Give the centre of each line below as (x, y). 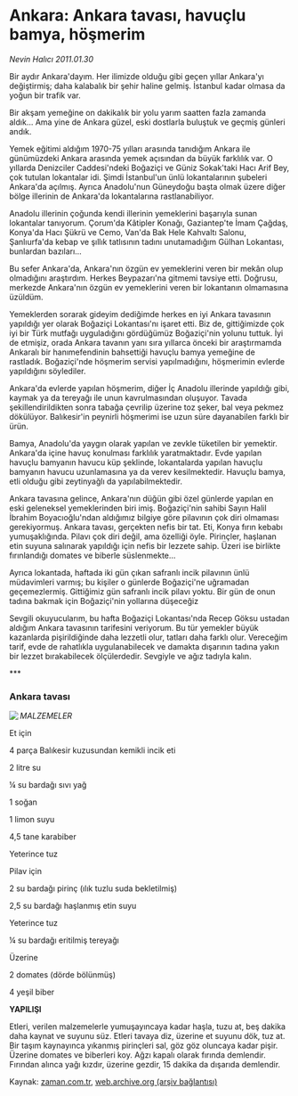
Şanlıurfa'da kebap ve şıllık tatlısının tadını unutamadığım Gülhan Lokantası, (147, 241)
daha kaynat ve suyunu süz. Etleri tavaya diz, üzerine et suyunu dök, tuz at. (147, 1036)
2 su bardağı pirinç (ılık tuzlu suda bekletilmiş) (93, 888)
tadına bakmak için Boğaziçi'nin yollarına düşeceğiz (104, 601)
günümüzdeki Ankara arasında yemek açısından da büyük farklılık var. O (141, 158)
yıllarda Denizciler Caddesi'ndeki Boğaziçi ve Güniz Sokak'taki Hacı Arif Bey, (149, 168)
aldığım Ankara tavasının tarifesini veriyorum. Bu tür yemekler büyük (134, 627)
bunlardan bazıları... (45, 251)
